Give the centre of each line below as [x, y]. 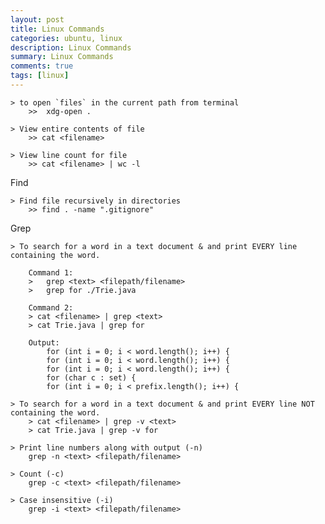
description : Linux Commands [71, 47]
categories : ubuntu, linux [66, 38]
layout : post [37, 19]
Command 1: [51, 272]
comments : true [42, 66]
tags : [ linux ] [40, 76]
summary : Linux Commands [62, 57]
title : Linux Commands [57, 29]
